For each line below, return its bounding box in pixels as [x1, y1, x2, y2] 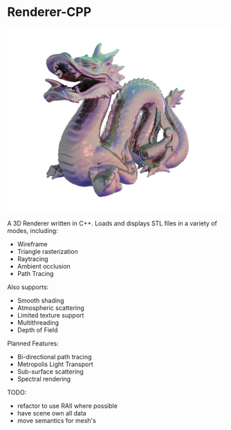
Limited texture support [17, 311, 84, 320]
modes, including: [7, 227, 58, 235]
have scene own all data [17, 409, 86, 418]
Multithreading [17, 318, 59, 327]
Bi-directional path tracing [17, 353, 92, 361]
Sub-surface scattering [17, 368, 84, 376]
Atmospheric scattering [17, 304, 84, 312]
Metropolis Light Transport [17, 360, 93, 368]
